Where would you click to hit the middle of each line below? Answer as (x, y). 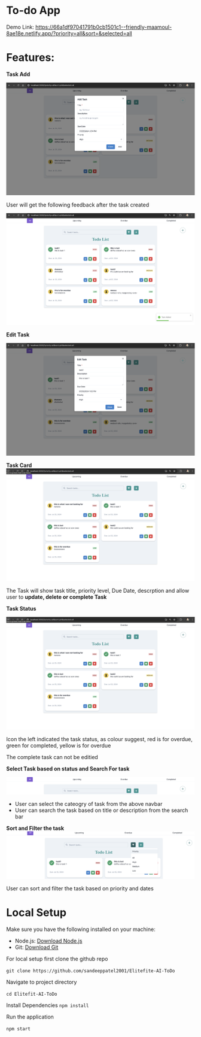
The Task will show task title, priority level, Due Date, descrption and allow (98, 590)
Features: (31, 58)
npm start (19, 1029)
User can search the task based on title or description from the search (101, 810)
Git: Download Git (36, 947)
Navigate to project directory (42, 982)
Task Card (19, 465)
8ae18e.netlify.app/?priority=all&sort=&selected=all (69, 33)
